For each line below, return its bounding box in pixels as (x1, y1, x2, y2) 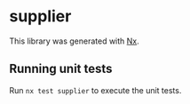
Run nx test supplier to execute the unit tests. (9, 84, 182, 95)
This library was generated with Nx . (9, 36, 139, 46)
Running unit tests (9, 61, 113, 76)
